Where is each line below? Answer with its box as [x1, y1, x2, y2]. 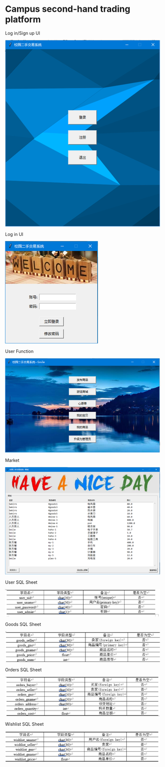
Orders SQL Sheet [5, 667, 42, 673]
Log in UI [5, 231, 24, 237]
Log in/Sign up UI [5, 30, 40, 36]
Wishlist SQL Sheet [5, 721, 44, 727]
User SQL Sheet [5, 579, 38, 585]
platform [5, 14, 41, 25]
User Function [5, 348, 34, 354]
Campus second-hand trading [5, 3, 131, 15]
